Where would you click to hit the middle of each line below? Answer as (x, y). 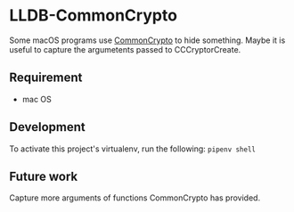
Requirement (46, 78)
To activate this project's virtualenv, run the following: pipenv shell (133, 149)
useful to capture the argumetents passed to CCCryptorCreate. (125, 49)
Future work (44, 176)
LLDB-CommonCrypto (94, 16)
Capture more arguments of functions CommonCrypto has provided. (135, 198)
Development (48, 127)
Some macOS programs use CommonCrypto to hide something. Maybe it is (147, 40)
